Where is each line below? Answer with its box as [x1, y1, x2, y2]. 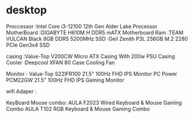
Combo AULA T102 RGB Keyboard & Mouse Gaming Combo [6, 105, 150, 112]
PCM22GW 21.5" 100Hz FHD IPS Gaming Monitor [6, 77, 124, 84]
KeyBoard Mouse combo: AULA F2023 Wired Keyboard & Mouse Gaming [6, 99, 182, 106]
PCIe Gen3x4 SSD [6, 41, 50, 48]
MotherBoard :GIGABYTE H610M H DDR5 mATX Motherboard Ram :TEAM [6, 29, 184, 36]
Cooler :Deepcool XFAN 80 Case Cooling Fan [6, 59, 115, 66]
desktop [6, 4, 47, 17]
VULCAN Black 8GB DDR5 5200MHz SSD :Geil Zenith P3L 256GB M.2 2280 [6, 35, 188, 42]
